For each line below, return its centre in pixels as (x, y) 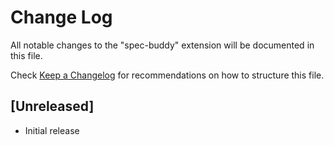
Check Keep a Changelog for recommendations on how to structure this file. (167, 75)
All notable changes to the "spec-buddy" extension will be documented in (162, 45)
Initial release (52, 130)
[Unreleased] (52, 106)
